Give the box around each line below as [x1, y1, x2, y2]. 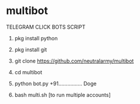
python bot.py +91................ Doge [14, 80, 97, 87]
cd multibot [14, 68, 42, 75]
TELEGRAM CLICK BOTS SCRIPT [6, 23, 86, 30]
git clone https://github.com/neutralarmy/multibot [14, 57, 134, 64]
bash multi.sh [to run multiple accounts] [14, 91, 111, 98]
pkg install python [14, 34, 58, 41]
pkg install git [14, 46, 47, 53]
